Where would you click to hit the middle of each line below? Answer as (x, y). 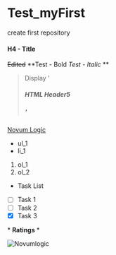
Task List (30, 186)
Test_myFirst (46, 13)
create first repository (39, 32)
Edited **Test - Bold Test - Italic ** (58, 64)
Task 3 (27, 215)
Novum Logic (27, 130)
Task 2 (27, 208)
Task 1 (27, 200)
